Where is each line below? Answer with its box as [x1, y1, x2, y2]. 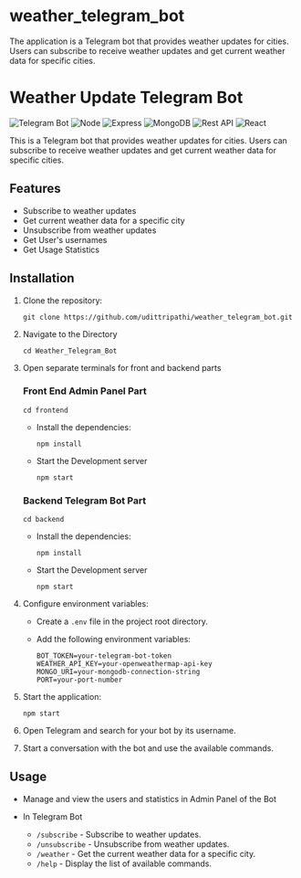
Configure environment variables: [22, 598, 149, 609]
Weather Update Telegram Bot [9, 88, 244, 108]
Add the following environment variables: [36, 634, 192, 645]
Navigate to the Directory [22, 328, 118, 339]
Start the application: [22, 692, 102, 703]
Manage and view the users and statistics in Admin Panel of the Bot [22, 793, 276, 804]
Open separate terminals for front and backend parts [22, 362, 222, 373]
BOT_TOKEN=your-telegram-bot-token [36, 651, 171, 661]
